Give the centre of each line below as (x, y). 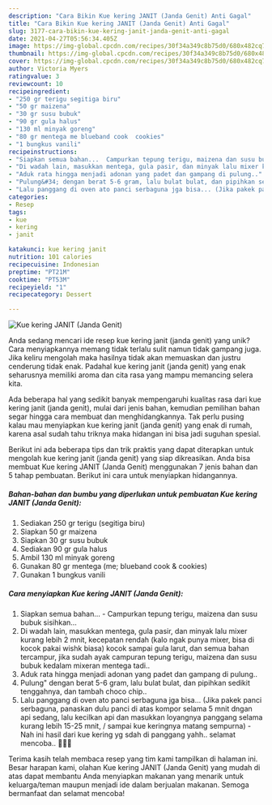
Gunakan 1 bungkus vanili (63, 575)
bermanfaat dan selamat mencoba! (67, 794)
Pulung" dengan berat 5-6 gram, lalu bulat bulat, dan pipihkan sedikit (135, 683)
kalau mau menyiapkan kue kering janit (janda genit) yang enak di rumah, (130, 425)
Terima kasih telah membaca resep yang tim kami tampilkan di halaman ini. (133, 759)
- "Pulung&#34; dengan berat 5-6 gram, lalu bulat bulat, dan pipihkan (132, 182)
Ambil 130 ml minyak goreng (67, 557)
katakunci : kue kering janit (57, 250)
